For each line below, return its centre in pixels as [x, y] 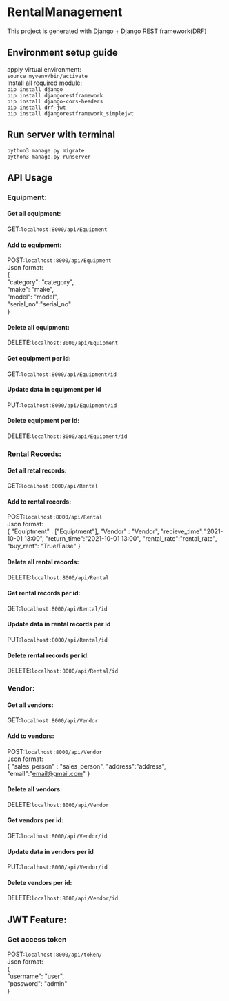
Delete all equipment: [39, 327]
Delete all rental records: [43, 562]
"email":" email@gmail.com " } [49, 773]
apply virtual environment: [44, 69]
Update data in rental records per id [59, 624]
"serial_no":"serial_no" [39, 304]
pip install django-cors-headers [55, 101]
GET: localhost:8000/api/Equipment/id [62, 374]
